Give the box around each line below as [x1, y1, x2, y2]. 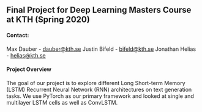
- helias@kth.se [6, 51, 46, 59]
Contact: [6, 31, 29, 39]
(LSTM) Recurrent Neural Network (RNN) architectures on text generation [6, 86, 192, 93]
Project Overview [6, 65, 52, 73]
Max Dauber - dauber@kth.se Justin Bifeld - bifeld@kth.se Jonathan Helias [6, 45, 196, 53]
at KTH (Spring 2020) [6, 15, 90, 25]
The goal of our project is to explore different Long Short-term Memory [6, 79, 185, 86]
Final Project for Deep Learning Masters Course [6, 5, 192, 15]
